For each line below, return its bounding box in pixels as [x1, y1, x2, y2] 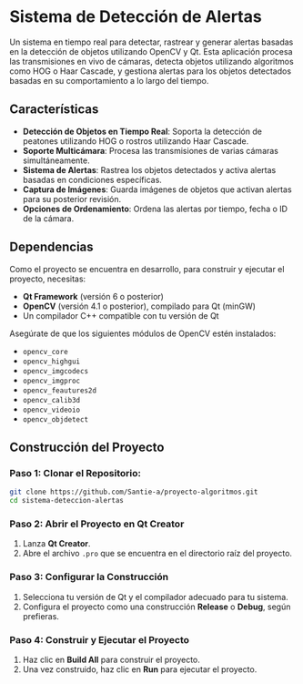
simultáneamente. [22, 155, 90, 166]
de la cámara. [22, 212, 75, 224]
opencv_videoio [22, 405, 81, 414]
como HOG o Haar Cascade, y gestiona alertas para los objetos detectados [9, 66, 292, 77]
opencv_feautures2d [22, 385, 97, 395]
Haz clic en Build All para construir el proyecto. [22, 654, 200, 665]
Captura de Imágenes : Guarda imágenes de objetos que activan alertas [22, 184, 293, 195]
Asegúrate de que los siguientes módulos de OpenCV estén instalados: [9, 328, 277, 339]
